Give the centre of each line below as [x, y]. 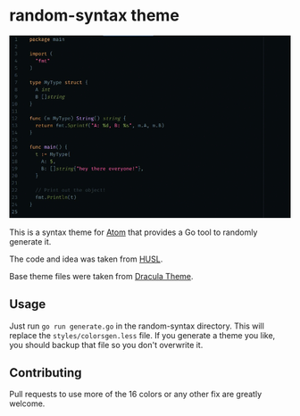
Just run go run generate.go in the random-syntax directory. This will [137, 326]
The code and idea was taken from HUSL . [86, 259]
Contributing [46, 373]
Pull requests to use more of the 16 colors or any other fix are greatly [136, 395]
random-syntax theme [95, 16]
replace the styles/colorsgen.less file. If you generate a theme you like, [142, 335]
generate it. [30, 241]
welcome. [27, 404]
